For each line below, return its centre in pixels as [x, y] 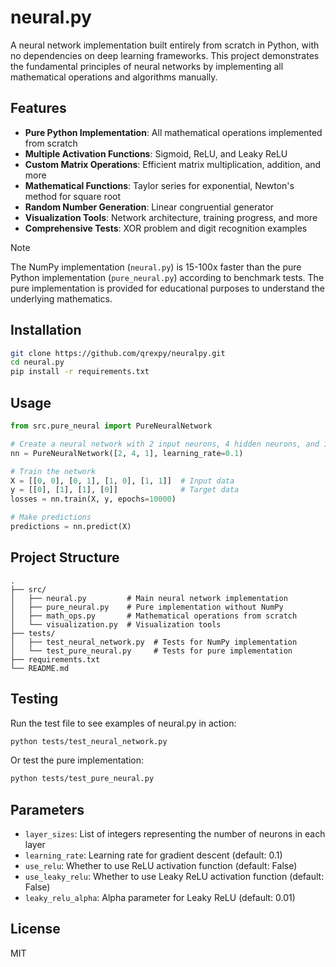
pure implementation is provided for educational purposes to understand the [167, 288]
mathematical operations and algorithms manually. [114, 77]
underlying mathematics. [61, 298]
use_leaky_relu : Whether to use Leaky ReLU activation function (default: [174, 877]
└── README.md [40, 668]
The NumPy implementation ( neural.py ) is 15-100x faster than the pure [156, 267]
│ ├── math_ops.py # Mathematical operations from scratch [154, 616]
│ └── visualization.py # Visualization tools [116, 624]
